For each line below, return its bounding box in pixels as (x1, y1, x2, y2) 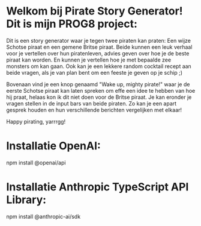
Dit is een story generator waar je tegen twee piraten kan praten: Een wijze (6, 37, 191, 44)
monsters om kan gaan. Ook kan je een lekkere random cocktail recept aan (6, 62, 192, 70)
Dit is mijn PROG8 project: (6, 17, 138, 31)
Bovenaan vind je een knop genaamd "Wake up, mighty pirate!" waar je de (6, 80, 190, 88)
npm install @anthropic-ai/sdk (6, 213, 81, 220)
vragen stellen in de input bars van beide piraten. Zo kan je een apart (6, 99, 177, 107)
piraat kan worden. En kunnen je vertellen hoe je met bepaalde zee (6, 56, 172, 63)
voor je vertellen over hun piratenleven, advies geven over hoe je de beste (6, 49, 190, 57)
